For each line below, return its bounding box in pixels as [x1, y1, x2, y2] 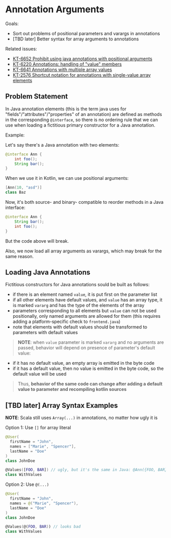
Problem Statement [5, 92, 68, 101]
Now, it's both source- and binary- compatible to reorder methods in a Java [5, 199, 164, 205]
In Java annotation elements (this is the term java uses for [5, 106, 127, 112]
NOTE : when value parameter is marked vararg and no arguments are [17, 339, 164, 345]
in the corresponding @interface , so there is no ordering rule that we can [5, 116, 158, 123]
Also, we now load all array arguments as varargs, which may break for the [5, 248, 162, 254]
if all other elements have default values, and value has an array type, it [12, 297, 163, 303]
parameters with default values [12, 330, 78, 336]
